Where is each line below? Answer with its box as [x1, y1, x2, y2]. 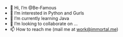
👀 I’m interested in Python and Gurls [9, 10, 84, 16]
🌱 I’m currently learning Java [9, 15, 69, 21]
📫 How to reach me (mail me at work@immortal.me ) [9, 26, 118, 32]
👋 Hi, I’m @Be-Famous [9, 5, 56, 10]
